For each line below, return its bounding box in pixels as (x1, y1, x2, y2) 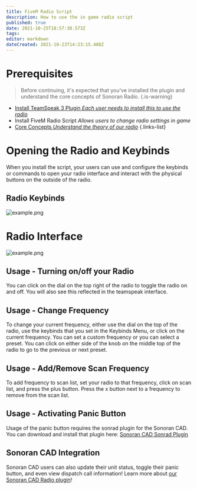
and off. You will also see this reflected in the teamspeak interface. (6, 288, 168, 296)
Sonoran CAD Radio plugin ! (6, 476, 73, 483)
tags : (6, 31, 19, 37)
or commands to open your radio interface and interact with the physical (6, 170, 182, 177)
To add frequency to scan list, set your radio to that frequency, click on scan (6, 379, 192, 386)
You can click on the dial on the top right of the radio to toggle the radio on (6, 282, 188, 289)
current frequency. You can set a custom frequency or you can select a (6, 333, 179, 341)
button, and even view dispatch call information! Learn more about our (6, 469, 178, 477)
